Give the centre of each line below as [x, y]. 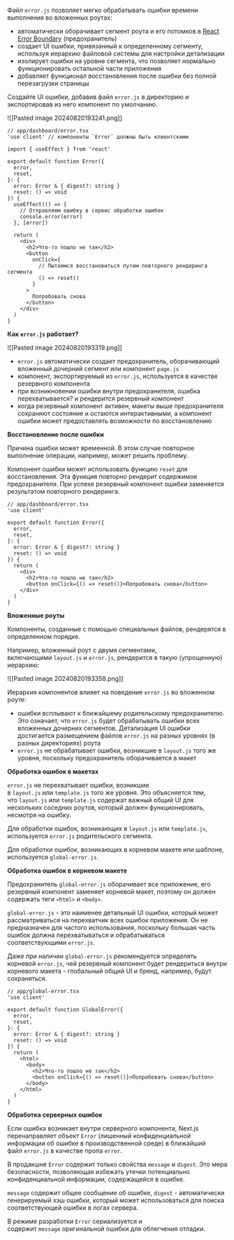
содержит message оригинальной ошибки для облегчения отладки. [107, 1229]
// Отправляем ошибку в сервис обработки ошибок [92, 210]
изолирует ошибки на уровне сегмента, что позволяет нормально [117, 61]
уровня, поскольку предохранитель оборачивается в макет [107, 758]
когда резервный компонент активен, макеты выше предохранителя [120, 406]
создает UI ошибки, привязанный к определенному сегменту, [110, 46]
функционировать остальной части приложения [89, 68]
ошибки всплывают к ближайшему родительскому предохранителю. [121, 713]
